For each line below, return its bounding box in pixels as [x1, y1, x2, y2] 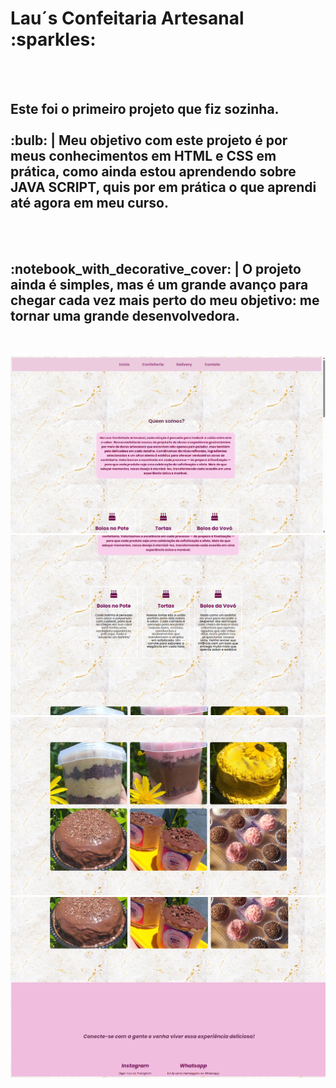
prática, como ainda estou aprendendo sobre [10, 163, 297, 181]
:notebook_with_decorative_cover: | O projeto [10, 261, 302, 278]
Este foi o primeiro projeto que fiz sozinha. [10, 101, 280, 118]
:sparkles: [10, 28, 97, 51]
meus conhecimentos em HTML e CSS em [10, 148, 277, 165]
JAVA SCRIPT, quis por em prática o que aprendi [10, 179, 317, 196]
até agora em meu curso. [10, 195, 169, 212]
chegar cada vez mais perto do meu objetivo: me [10, 292, 320, 309]
